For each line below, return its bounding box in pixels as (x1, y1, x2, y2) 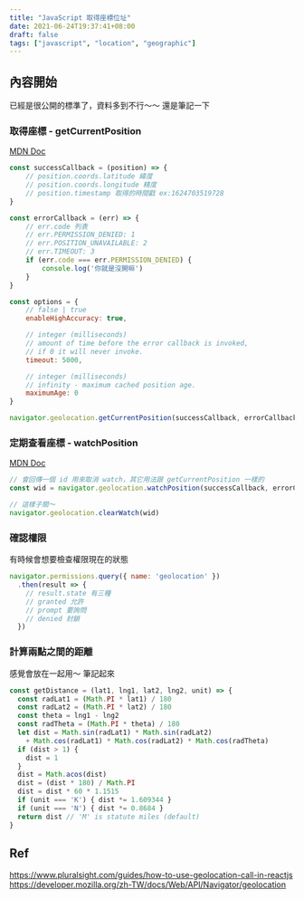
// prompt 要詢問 (25, 606, 87, 615)
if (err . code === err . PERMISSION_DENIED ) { (25, 255, 193, 265)
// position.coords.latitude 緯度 (25, 172, 153, 181)
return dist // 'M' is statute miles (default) (17, 812, 201, 821)
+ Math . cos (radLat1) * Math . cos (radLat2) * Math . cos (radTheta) (25, 736, 270, 745)
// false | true (25, 305, 88, 315)
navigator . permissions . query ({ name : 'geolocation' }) (9, 572, 221, 581)
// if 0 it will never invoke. (25, 347, 144, 356)
